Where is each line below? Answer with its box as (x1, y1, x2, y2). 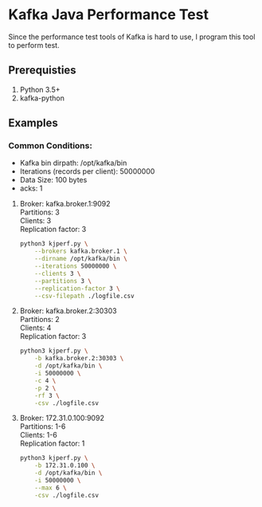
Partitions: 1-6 (19, 422, 66, 431)
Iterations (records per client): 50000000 (19, 167, 155, 176)
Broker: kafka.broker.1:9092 (19, 199, 111, 209)
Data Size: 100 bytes (19, 175, 88, 185)
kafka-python (19, 93, 65, 103)
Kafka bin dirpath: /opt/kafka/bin (19, 158, 127, 168)
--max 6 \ (34, 484, 67, 492)
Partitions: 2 (19, 315, 60, 324)
